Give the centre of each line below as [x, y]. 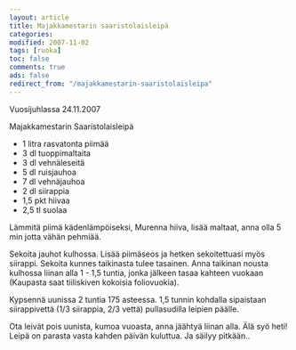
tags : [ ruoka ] [36, 51]
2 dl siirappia [45, 191]
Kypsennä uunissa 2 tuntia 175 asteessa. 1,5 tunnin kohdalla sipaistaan [138, 299]
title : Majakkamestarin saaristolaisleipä [89, 26]
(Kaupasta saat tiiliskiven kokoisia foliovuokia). [94, 282]
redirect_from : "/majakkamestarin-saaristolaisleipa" [111, 84]
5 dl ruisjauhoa [49, 172]
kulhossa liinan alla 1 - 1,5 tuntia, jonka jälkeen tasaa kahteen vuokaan [136, 273]
